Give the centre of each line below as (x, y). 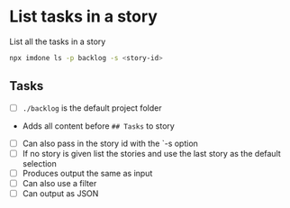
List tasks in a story (83, 17)
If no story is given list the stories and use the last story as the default (151, 153)
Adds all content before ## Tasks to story (99, 126)
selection (39, 163)
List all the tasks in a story (58, 41)
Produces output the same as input (87, 173)
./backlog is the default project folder (92, 108)
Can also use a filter (59, 183)
